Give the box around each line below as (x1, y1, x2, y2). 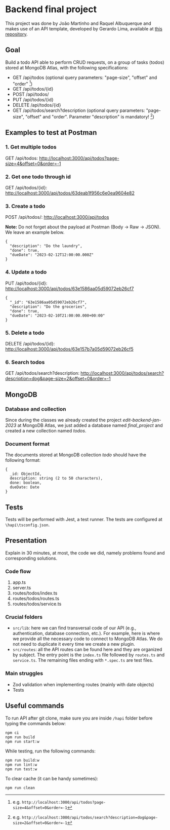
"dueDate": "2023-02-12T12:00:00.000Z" (10, 252, 94, 258)
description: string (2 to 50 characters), (10, 476, 103, 481)
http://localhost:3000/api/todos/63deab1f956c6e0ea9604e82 (5, 190, 135, 196)
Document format (5, 440, 50, 447)
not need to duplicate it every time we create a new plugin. (12, 641, 135, 647)
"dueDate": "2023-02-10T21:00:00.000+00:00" (10, 313, 105, 318)
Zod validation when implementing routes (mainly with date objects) (12, 681, 154, 687)
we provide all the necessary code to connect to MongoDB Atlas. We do (12, 636, 163, 642)
